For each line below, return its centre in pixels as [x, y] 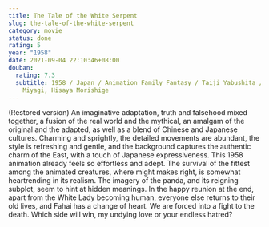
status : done [30, 38]
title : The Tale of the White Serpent [73, 16]
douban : [21, 68]
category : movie [35, 30]
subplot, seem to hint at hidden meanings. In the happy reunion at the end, [131, 189]
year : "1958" [30, 53]
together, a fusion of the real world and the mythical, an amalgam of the [126, 121]
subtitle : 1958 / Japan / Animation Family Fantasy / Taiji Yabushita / [139, 82]
